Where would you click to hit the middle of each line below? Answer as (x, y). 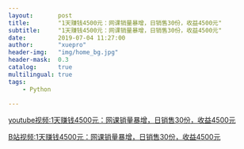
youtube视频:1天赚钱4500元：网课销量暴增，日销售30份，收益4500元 (122, 120)
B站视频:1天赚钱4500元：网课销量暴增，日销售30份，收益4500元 (114, 137)
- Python (37, 89)
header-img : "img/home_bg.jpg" (63, 52)
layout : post (40, 15)
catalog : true (40, 67)
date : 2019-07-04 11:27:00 (67, 38)
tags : (17, 82)
